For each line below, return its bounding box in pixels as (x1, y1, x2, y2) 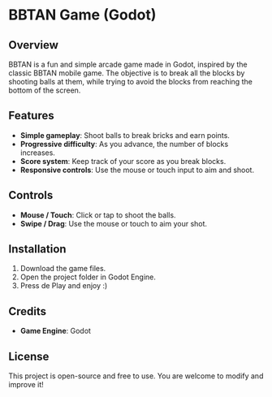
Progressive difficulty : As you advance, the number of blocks (19, 139, 229, 149)
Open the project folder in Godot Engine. (19, 272, 157, 282)
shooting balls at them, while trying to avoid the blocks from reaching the (8, 77, 253, 86)
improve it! (8, 380, 45, 390)
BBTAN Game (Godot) (8, 6, 157, 24)
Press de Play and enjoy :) (19, 281, 108, 291)
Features (8, 109, 54, 123)
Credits (8, 304, 47, 318)
